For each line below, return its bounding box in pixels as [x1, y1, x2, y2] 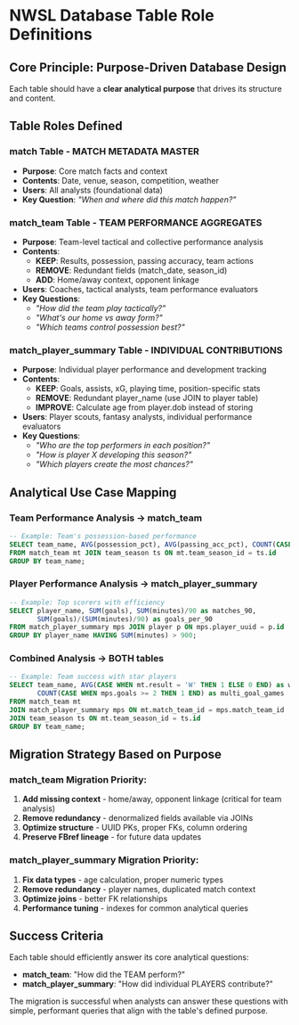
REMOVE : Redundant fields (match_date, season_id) [35, 265, 228, 275]
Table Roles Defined [9, 119, 123, 134]
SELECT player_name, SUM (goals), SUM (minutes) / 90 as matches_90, [9, 606, 256, 615]
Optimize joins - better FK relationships [21, 893, 168, 904]
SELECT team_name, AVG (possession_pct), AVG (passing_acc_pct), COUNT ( [9, 540, 277, 549]
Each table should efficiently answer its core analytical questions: [9, 952, 249, 963]
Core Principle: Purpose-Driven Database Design [9, 60, 287, 75]
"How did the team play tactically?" [35, 302, 166, 313]
